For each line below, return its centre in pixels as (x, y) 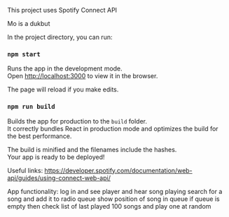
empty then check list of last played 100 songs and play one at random (109, 206)
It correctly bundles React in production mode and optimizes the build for (113, 128)
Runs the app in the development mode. (65, 68)
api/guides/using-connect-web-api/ (59, 178)
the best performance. (40, 136)
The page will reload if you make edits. (63, 89)
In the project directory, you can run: (60, 37)
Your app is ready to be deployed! (56, 157)
